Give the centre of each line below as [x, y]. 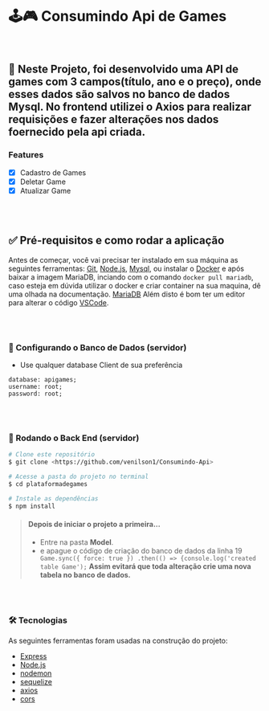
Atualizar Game [45, 190]
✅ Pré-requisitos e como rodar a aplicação [116, 241]
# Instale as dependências [53, 499]
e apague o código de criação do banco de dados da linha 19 [141, 550]
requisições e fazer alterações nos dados [114, 119]
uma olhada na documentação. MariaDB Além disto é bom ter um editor [127, 294]
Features [26, 155]
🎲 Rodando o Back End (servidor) [74, 438]
